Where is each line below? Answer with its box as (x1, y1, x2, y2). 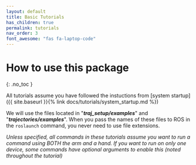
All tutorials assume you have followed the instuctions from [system (6, 92, 170, 99)
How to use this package (6, 61, 129, 75)
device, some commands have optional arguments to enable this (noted (6, 146, 181, 153)
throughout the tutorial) (6, 152, 63, 159)
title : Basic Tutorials (6, 14, 65, 20)
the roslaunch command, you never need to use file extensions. (6, 122, 160, 129)
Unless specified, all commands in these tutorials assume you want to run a (6, 133, 191, 140)
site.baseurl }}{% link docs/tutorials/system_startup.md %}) (14, 98, 159, 105)
